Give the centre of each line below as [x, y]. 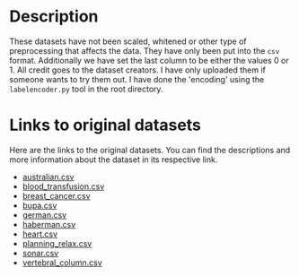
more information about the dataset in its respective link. [114, 160]
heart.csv [40, 234]
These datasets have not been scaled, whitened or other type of [128, 41]
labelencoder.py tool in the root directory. [86, 89]
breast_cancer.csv [57, 195]
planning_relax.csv [57, 243]
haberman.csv [49, 224]
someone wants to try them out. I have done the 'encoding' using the [137, 79]
